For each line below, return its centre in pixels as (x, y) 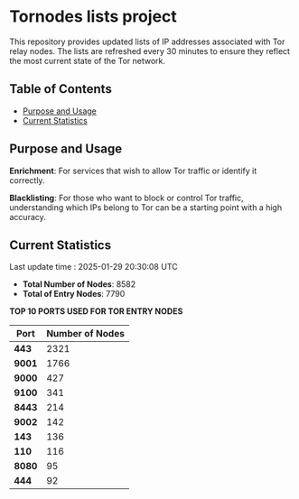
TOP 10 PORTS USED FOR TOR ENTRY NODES (96, 311)
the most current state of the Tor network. (87, 60)
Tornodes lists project (93, 17)
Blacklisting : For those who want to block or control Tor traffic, (126, 198)
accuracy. (28, 217)
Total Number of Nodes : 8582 (79, 284)
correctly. (27, 180)
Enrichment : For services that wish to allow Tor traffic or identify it (133, 171)
